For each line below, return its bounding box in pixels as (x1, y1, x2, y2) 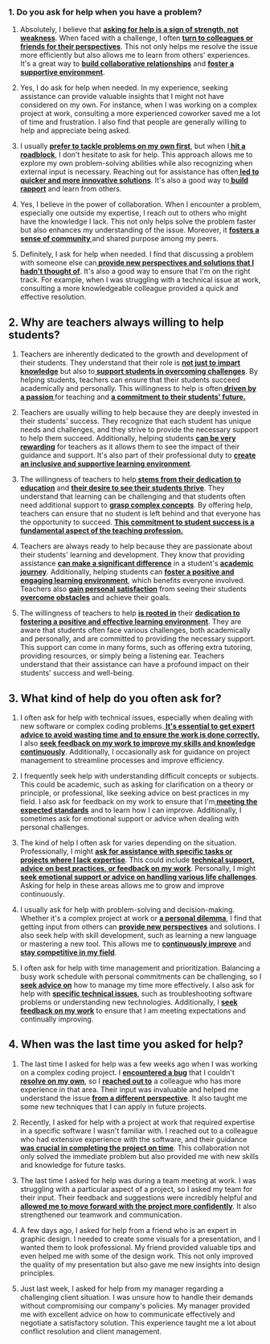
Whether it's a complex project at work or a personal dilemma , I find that (19, 913, 262, 923)
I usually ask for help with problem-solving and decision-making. (19, 904, 235, 914)
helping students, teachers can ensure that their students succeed (19, 375, 240, 384)
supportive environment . (19, 68, 105, 77)
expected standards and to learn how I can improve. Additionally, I (19, 805, 242, 815)
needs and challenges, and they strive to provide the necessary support (19, 425, 259, 434)
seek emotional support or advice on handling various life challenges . (19, 872, 259, 882)
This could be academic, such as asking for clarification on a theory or (19, 779, 254, 789)
